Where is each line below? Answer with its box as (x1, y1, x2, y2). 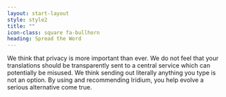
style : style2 (7, 16, 48, 23)
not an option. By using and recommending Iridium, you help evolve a (7, 76, 205, 84)
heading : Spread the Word (7, 36, 81, 42)
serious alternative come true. (7, 83, 92, 92)
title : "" (7, 23, 36, 29)
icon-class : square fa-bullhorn (7, 29, 100, 36)
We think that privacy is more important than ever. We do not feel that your (7, 54, 219, 62)
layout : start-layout (7, 10, 70, 17)
